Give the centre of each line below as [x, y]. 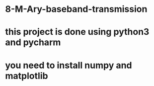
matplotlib [27, 76]
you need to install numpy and [69, 65]
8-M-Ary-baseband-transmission [76, 9]
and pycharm [33, 43]
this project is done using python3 [77, 32]
